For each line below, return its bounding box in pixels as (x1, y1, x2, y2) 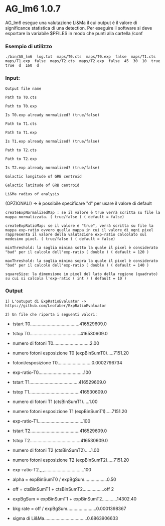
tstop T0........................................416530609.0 (12, 330, 108, 336)
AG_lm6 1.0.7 (5, 3, 61, 15)
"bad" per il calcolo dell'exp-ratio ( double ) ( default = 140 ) (5, 262, 149, 268)
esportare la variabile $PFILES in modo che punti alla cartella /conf (5, 30, 143, 36)
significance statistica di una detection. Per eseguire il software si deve (5, 25, 152, 31)
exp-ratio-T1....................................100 (12, 418, 91, 424)
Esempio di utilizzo (5, 43, 52, 50)
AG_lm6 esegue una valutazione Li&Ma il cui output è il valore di (5, 20, 137, 26)
